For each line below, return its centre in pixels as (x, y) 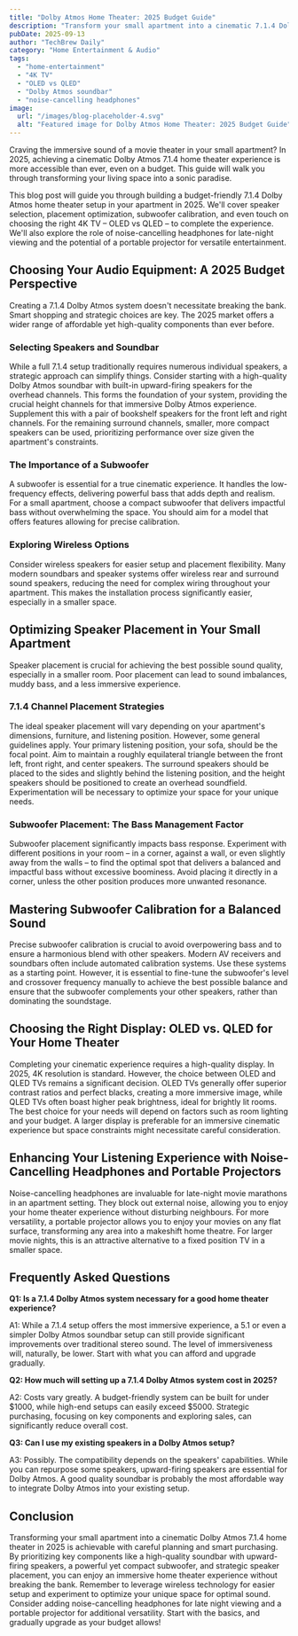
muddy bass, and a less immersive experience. (95, 684)
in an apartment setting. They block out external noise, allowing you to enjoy (149, 1202)
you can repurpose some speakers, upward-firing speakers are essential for (149, 1469)
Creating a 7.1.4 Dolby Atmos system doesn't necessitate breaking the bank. (148, 305)
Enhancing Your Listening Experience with (129, 1158)
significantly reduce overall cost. (69, 1426)
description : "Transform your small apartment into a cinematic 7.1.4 (142, 26)
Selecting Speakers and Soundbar (84, 347)
